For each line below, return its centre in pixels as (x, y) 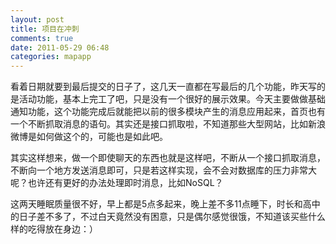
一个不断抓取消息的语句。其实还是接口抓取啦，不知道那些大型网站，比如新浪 (168, 124)
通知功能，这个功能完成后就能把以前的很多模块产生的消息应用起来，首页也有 (168, 112)
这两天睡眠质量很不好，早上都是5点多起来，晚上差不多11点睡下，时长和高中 (165, 204)
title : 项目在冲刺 (45, 29)
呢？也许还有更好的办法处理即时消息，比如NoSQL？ (117, 183)
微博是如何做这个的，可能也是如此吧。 (89, 137)
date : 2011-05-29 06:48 (60, 47)
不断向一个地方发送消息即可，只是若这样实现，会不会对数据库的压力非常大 (163, 170)
